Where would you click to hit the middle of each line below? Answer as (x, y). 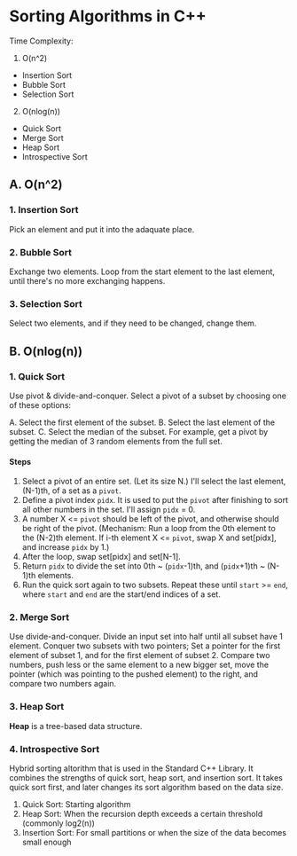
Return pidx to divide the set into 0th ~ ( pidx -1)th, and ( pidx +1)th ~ (144, 566)
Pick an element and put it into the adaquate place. (102, 229)
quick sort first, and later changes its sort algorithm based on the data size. (146, 787)
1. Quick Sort (37, 376)
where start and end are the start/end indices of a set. (121, 594)
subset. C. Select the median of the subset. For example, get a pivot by (139, 431)
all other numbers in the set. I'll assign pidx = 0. (109, 510)
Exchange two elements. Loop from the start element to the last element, (142, 271)
